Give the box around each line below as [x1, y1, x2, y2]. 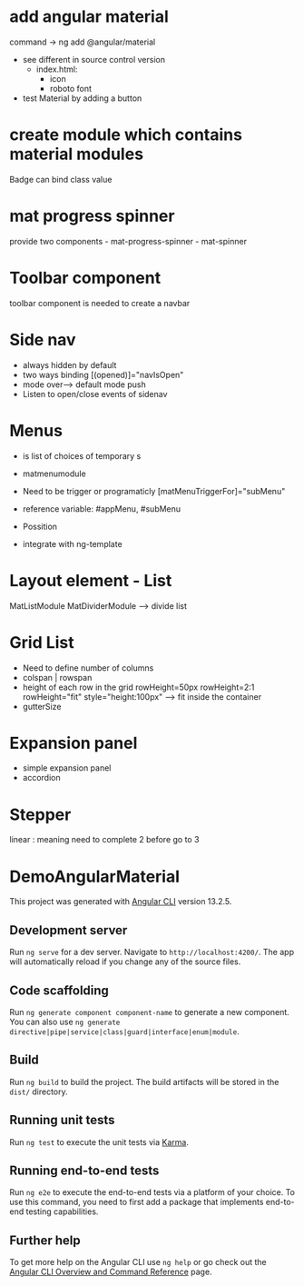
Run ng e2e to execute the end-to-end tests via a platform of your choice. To [9, 1187, 296, 1198]
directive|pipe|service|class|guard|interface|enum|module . [9, 1025, 240, 1037]
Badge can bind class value [9, 174, 113, 184]
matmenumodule [22, 468, 86, 479]
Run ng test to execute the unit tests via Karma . [9, 1136, 189, 1147]
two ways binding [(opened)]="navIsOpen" [22, 369, 184, 380]
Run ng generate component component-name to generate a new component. [9, 1006, 290, 1017]
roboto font [49, 83, 93, 94]
